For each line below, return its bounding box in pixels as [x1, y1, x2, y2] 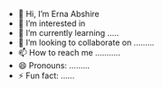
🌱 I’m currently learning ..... [17, 28, 120, 38]
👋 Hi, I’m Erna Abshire [17, 9, 100, 19]
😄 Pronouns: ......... [17, 60, 91, 71]
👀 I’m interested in [17, 18, 86, 29]
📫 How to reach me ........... [17, 48, 120, 57]
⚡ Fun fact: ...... [17, 70, 75, 81]
